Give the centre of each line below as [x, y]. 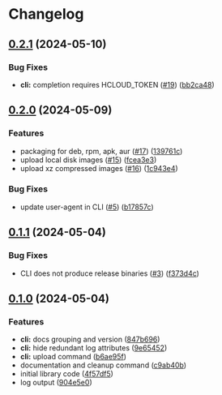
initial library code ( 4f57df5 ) [66, 374]
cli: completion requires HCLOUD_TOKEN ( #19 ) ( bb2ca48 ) [117, 84]
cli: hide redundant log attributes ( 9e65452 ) [94, 348]
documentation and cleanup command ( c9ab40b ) [103, 365]
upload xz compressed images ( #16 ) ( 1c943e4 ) [99, 168]
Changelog [46, 14]
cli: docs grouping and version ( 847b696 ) [90, 339]
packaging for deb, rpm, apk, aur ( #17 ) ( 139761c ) [101, 151]
